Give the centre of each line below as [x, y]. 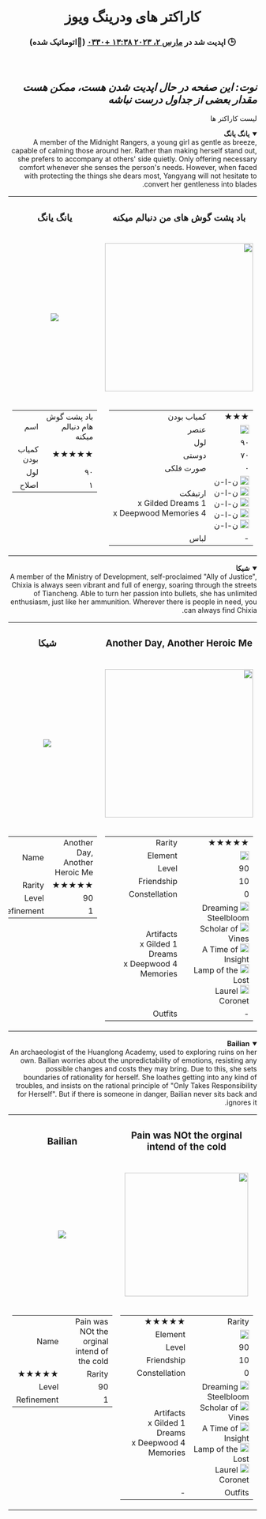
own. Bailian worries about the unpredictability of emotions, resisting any [139, 1060]
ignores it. [241, 1102]
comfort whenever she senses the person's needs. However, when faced [138, 168]
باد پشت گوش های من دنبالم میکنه [179, 217]
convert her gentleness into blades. [199, 184]
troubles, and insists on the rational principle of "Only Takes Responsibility [136, 1086]
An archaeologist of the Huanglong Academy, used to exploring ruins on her [133, 1052]
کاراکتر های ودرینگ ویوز [133, 17]
